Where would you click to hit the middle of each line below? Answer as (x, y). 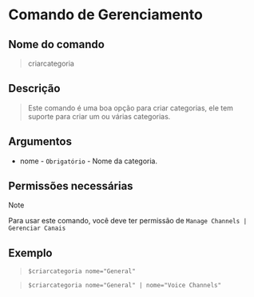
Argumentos (40, 142)
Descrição (34, 88)
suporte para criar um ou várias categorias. (99, 116)
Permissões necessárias (71, 186)
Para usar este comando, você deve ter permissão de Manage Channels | (128, 221)
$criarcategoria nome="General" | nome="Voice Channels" (125, 286)
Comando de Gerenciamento (106, 15)
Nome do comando (57, 44)
